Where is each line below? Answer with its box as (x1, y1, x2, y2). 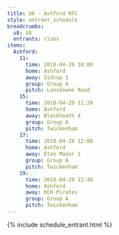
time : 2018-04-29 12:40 (25, 176, 94, 183)
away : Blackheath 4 (25, 112, 81, 119)
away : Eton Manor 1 (25, 150, 81, 158)
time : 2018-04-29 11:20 (25, 100, 94, 107)
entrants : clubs (13, 36, 59, 43)
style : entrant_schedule (7, 16, 78, 23)
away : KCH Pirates (25, 189, 78, 196)
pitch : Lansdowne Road (25, 87, 90, 93)
